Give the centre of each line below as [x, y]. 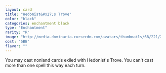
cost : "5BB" [17, 42]
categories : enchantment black [37, 23]
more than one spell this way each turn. [45, 65]
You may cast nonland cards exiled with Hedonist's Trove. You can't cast [79, 60]
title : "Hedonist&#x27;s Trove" [38, 14]
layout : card [19, 10]
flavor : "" [16, 46]
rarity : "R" [17, 32]
